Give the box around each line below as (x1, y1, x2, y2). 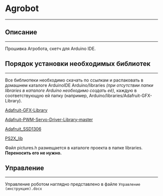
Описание (5, 28, 37, 36)
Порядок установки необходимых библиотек (5, 60, 151, 68)
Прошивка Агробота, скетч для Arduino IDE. (5, 46, 96, 51)
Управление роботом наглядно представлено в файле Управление (5, 181, 141, 187)
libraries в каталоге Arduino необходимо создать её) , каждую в (5, 87, 137, 93)
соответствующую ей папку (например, (5, 93, 88, 98)
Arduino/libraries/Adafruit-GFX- (89, 93, 152, 98)
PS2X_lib (5, 135, 23, 141)
